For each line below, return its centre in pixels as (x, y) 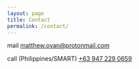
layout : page (26, 13)
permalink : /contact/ (38, 26)
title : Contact (29, 20)
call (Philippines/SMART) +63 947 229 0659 (69, 59)
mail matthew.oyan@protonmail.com (59, 46)
